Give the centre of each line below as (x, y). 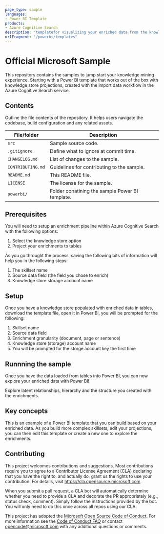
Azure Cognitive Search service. (38, 90)
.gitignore (20, 151)
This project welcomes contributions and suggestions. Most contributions (79, 465)
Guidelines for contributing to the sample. (97, 167)
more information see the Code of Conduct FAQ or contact (64, 521)
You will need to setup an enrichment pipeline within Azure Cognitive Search (82, 226)
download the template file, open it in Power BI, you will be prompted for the (82, 313)
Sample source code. (74, 143)
